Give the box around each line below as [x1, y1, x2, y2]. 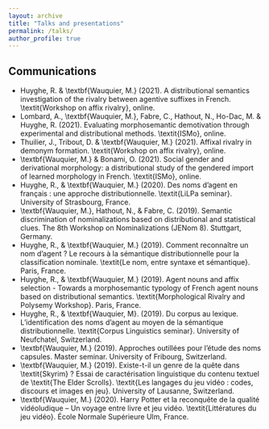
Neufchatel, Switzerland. [19, 334, 102, 344]
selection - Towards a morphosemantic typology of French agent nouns [19, 284, 259, 293]
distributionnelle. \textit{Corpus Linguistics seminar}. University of [19, 326, 240, 336]
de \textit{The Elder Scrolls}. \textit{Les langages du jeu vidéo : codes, [19, 377, 254, 388]
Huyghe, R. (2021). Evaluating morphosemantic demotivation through [19, 120, 250, 130]
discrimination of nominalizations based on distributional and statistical [19, 215, 256, 225]
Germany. [19, 232, 53, 242]
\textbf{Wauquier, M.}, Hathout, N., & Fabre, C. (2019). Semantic [19, 206, 233, 216]
